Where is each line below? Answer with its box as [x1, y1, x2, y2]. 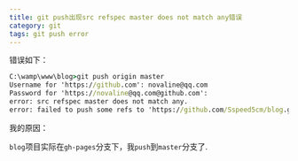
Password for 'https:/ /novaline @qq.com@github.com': [9, 89, 208, 98]
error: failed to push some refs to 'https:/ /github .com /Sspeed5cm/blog [9, 105, 284, 114]
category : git [9, 21, 62, 30]
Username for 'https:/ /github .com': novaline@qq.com [9, 80, 208, 89]
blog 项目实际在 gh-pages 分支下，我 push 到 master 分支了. [9, 141, 208, 151]
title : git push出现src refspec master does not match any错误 [9, 12, 242, 22]
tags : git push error [9, 29, 90, 38]
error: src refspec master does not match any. [9, 97, 189, 106]
